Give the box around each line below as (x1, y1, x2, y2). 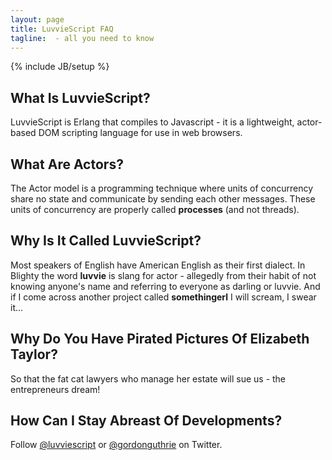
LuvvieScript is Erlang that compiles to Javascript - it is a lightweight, (10, 116, 295, 128)
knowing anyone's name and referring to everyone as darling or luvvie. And (10, 280, 321, 292)
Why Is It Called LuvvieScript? (10, 232, 202, 250)
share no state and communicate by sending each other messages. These (10, 193, 316, 205)
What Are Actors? (10, 156, 124, 173)
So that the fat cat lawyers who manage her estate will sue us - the (10, 372, 287, 385)
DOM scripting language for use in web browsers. (38, 127, 243, 139)
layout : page (10, 14, 65, 25)
